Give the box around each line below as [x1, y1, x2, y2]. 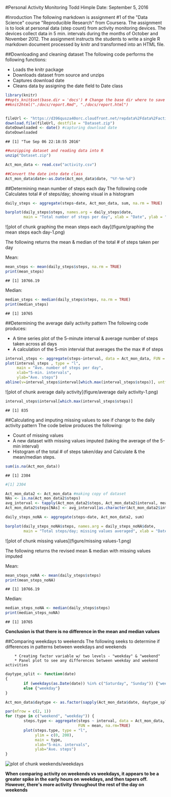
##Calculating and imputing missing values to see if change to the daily [5, 417, 155, 423]
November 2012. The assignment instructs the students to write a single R [5, 36, 160, 42]
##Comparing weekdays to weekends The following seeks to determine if [5, 638, 160, 644]
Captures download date [12, 78, 65, 83]
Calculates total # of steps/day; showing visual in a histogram [5, 191, 134, 197]
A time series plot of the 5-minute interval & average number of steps [12, 335, 158, 341]
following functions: [5, 57, 47, 63]
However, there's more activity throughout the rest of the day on [5, 782, 145, 788]
